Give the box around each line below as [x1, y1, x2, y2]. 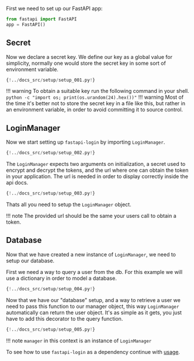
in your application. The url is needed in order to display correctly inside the [6, 173, 189, 180]
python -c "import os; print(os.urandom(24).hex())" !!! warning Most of [6, 93, 184, 101]
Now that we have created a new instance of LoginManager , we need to [6, 251, 176, 258]
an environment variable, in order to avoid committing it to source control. [6, 106, 183, 113]
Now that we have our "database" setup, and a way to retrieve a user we [6, 296, 181, 303]
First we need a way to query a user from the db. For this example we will [6, 268, 183, 275]
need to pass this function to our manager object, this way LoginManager [6, 303, 179, 310]
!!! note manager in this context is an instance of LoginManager [6, 337, 152, 344]
